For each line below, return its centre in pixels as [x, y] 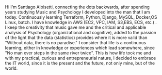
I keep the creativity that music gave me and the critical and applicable [76, 27]
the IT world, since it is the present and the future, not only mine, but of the [80, 63]
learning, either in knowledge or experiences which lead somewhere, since [80, 48]
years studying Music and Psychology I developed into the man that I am [78, 12]
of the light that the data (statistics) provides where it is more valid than [76, 37]
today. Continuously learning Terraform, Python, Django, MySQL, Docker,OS [81, 17]
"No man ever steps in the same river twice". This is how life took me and [78, 53]
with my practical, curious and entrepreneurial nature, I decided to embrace [81, 58]
